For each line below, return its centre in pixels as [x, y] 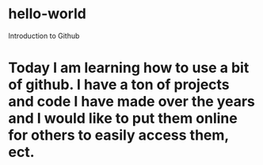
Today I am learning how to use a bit [129, 68]
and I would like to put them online [123, 119]
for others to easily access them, [119, 135]
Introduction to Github [44, 36]
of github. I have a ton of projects [119, 85]
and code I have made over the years [132, 102]
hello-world [48, 14]
